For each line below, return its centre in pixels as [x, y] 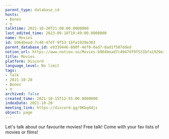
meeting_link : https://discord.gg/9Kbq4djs [52, 108]
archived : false [22, 94]
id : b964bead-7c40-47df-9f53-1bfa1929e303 [50, 43]
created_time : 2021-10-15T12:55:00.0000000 [52, 98]
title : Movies [20, 56]
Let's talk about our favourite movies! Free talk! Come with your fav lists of [82, 126]
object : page [19, 113]
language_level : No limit [32, 66]
